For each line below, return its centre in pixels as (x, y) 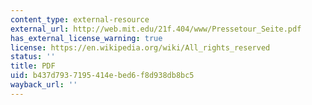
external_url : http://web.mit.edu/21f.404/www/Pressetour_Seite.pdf (156, 29)
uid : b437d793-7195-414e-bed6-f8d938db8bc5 (102, 76)
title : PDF (33, 66)
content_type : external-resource (80, 19)
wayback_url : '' (44, 85)
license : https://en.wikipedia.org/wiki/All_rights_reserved (140, 47)
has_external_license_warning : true (86, 38)
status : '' (33, 57)
